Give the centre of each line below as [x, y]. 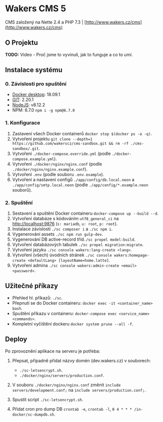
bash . [17, 308]
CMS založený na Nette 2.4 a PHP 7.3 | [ [46, 22]
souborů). [22, 190]
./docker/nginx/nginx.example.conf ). [50, 169]
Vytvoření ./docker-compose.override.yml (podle [61, 153]
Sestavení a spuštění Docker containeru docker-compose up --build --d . [85, 213]
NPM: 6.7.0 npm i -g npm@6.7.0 [43, 110]
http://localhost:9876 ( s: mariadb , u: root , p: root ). [65, 224]
